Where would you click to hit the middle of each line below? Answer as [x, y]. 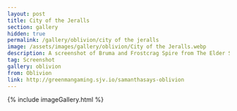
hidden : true [26, 34]
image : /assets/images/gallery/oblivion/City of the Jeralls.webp [107, 47]
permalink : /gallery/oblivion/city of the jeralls [83, 40]
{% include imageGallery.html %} [56, 100]
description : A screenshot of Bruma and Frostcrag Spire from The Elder [116, 54]
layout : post [26, 14]
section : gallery [33, 27]
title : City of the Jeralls [49, 21]
